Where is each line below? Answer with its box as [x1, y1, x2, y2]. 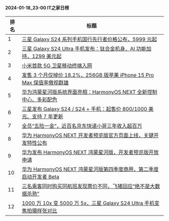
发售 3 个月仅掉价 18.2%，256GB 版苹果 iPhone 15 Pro [22, 72, 154, 79]
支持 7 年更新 [32, 113, 63, 120]
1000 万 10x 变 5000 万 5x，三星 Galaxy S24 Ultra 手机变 [22, 200, 160, 207]
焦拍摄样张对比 [22, 207, 57, 214]
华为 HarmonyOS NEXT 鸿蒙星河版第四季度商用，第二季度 [22, 166, 159, 173]
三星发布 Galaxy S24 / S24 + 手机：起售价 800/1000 [22, 105, 147, 113]
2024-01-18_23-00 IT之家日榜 [5, 5, 69, 11]
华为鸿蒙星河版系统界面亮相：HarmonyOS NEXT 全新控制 [22, 88, 157, 95]
